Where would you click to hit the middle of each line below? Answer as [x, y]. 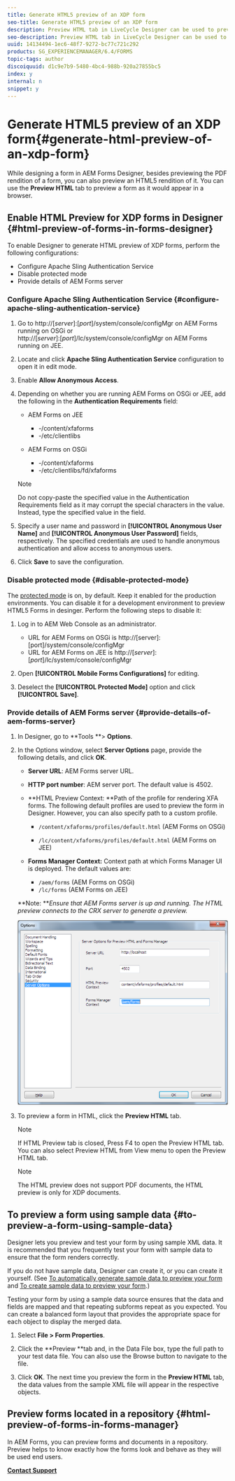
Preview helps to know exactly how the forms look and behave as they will [114, 1449]
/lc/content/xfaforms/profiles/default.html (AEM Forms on [127, 840]
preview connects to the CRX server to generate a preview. [102, 911]
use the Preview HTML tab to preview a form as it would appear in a [106, 188]
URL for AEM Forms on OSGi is [72, 637]
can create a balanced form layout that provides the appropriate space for [114, 1314]
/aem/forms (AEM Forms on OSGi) [86, 882]
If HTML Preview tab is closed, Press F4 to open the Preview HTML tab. [121, 1143]
